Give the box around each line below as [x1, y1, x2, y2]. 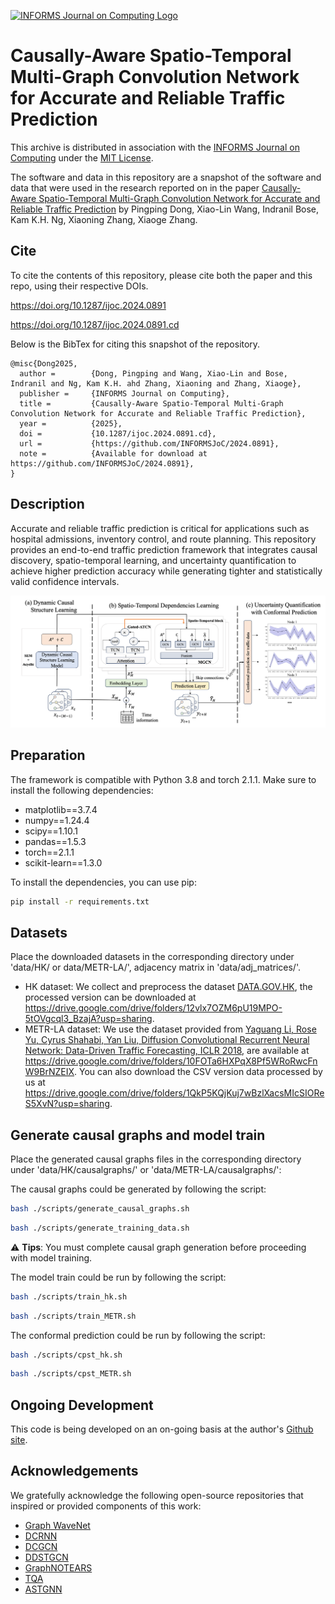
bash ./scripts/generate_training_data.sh [10, 1223, 190, 1233]
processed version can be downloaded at [24, 991, 197, 1004]
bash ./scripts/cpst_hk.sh [10, 1350, 123, 1360]
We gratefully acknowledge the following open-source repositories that [10, 1489, 304, 1501]
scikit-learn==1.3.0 [24, 856, 103, 869]
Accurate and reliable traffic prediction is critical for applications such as [10, 522, 310, 534]
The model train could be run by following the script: [10, 1271, 227, 1283]
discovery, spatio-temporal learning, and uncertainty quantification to [10, 554, 297, 566]
